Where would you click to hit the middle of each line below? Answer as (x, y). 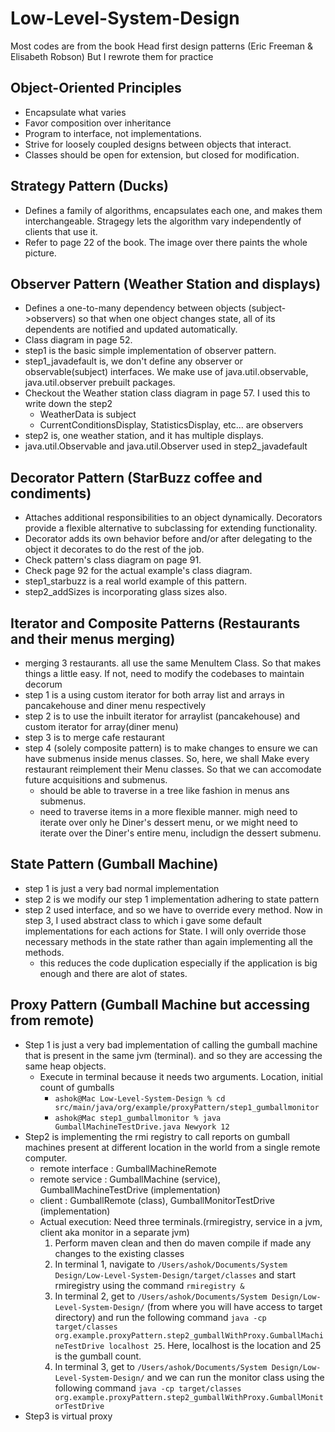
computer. (46, 1158)
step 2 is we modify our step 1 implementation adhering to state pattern (172, 899)
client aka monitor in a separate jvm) (114, 1232)
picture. (40, 253)
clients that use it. (61, 231)
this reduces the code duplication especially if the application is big (178, 963)
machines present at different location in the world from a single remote (172, 1147)
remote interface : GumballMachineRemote (128, 1168)
